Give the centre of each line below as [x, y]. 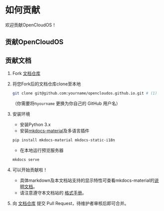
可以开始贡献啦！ [30, 170]
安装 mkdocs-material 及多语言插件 [54, 131]
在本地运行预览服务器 [41, 150]
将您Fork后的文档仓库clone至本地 [46, 84]
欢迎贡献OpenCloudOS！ [31, 25]
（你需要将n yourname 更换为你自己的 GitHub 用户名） [66, 104]
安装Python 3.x [35, 125]
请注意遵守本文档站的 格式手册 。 [53, 193]
